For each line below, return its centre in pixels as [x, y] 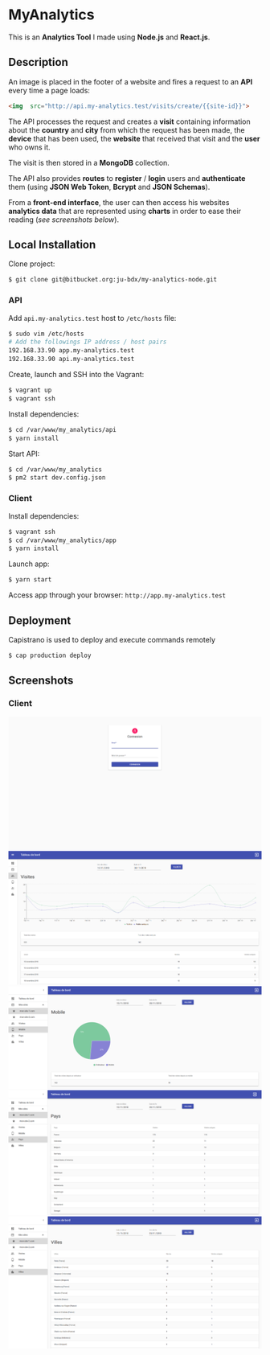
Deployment [40, 620]
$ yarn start [30, 580]
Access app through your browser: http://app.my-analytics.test [117, 595]
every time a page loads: [49, 90]
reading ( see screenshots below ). [63, 220]
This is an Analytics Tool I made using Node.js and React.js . [109, 37]
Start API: [24, 454]
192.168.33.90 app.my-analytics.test [72, 351]
